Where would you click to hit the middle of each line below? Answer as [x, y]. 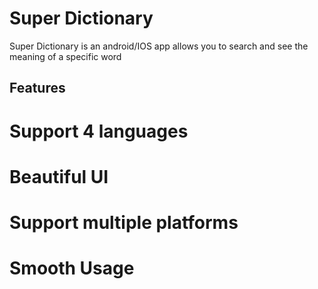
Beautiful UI [59, 176]
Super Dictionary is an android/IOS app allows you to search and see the [159, 46]
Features [37, 88]
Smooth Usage [72, 268]
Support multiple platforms [124, 222]
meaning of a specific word [65, 56]
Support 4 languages [99, 131]
